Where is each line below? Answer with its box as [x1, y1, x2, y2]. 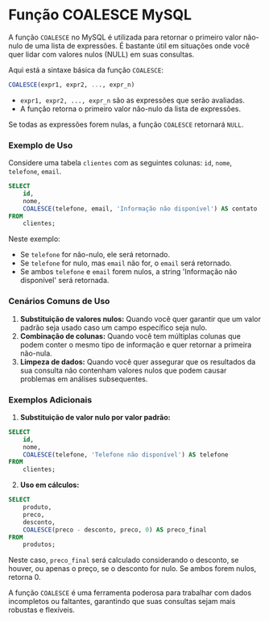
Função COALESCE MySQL [8, 6, 192, 24]
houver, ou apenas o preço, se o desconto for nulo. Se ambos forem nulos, [8, 564, 257, 573]
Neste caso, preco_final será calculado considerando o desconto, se [8, 555, 239, 565]
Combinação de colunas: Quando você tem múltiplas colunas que [19, 331, 242, 340]
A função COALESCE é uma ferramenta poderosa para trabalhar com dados [8, 588, 252, 598]
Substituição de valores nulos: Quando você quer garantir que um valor [19, 314, 262, 323]
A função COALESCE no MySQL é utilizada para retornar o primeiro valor [8, 32, 242, 42]
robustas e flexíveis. [8, 605, 75, 615]
